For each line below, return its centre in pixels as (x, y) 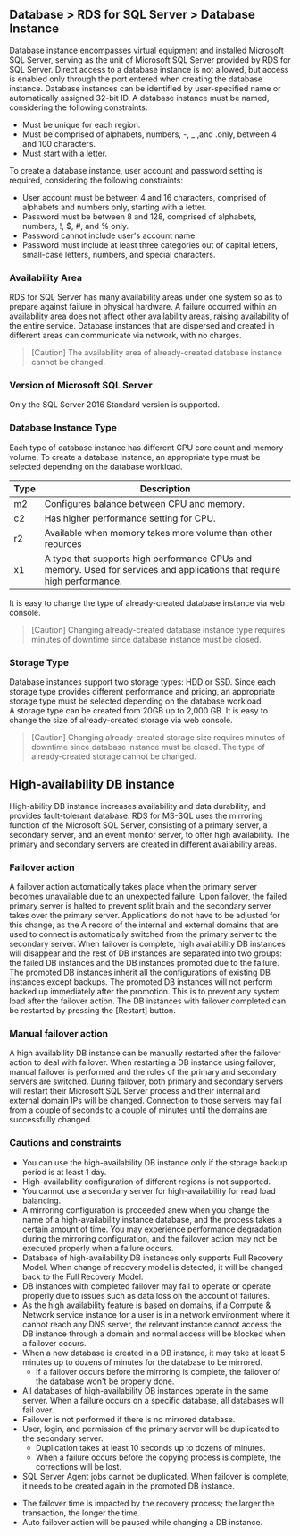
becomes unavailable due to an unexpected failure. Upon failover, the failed (148, 896)
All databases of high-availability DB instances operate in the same (145, 1390)
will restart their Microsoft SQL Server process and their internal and (135, 1091)
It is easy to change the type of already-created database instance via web (147, 602)
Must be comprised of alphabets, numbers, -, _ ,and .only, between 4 (149, 134)
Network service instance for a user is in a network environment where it (156, 1314)
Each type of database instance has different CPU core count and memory (146, 448)
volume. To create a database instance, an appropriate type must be (135, 457)
